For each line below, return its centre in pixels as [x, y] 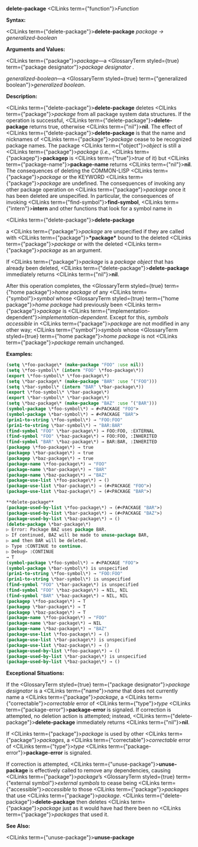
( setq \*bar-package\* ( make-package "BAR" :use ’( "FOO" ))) [82, 381]
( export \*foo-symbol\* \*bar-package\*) [58, 392]
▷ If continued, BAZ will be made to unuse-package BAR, [78, 535]
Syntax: [16, 20]
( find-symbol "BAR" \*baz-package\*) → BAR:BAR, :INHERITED [82, 442]
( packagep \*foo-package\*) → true [50, 447]
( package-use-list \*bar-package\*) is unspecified [71, 640]
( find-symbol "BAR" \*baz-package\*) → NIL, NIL [67, 596]
